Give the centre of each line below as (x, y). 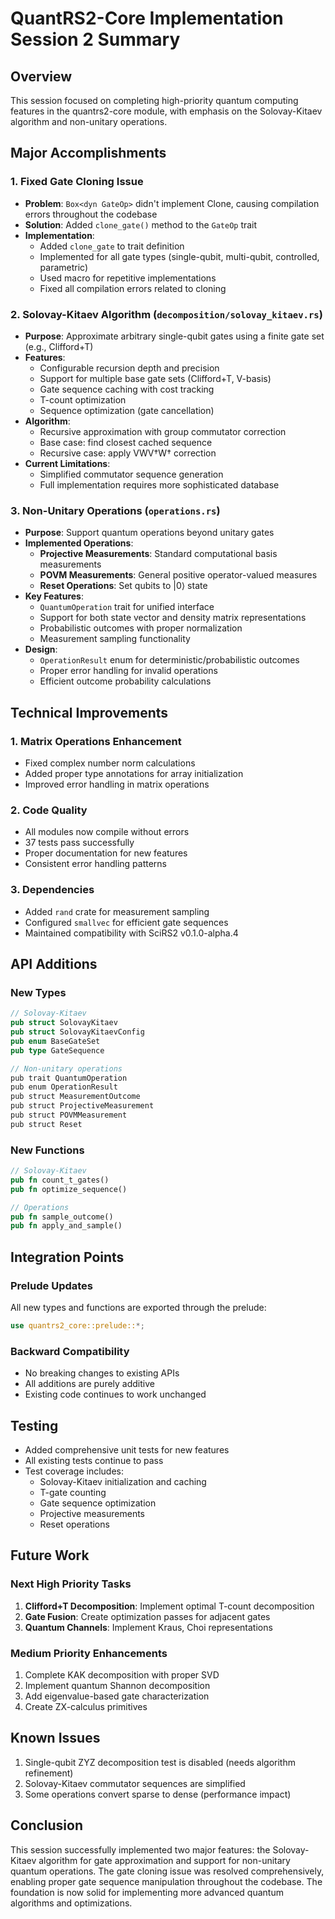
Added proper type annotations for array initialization (134, 773)
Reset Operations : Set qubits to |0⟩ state (123, 586)
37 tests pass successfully (79, 843)
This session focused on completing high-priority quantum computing (154, 100)
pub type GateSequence (57, 1050)
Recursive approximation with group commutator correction (163, 431)
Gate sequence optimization (98, 1503)
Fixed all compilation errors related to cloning (133, 288)
